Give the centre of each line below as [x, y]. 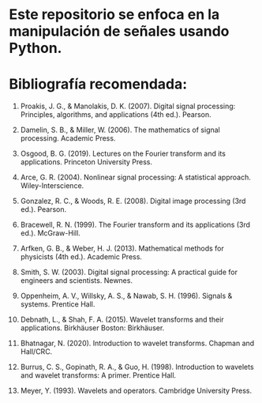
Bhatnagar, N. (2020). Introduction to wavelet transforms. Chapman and [137, 343]
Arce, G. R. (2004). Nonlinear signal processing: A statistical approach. [135, 177]
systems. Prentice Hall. [58, 304]
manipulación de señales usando [119, 31]
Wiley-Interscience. [52, 186]
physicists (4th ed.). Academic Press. [81, 257]
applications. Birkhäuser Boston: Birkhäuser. [92, 328]
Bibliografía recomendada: [98, 84]
